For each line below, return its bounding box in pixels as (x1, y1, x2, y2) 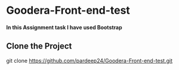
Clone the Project (6, 41, 72, 51)
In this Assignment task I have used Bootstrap (6, 23, 122, 31)
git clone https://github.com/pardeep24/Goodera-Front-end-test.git (6, 57, 173, 64)
